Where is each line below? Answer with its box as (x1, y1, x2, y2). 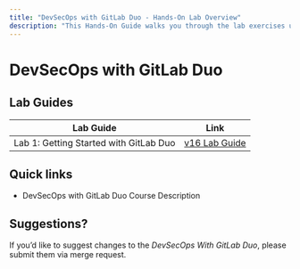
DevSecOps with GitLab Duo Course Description (21, 191, 201, 201)
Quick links (9, 167, 73, 182)
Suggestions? (9, 216, 88, 232)
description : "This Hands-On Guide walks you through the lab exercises (9, 21, 286, 30)
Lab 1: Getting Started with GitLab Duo (13, 136, 176, 149)
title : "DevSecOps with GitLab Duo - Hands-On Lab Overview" (9, 12, 242, 22)
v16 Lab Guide (184, 136, 246, 149)
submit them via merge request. (9, 249, 127, 260)
